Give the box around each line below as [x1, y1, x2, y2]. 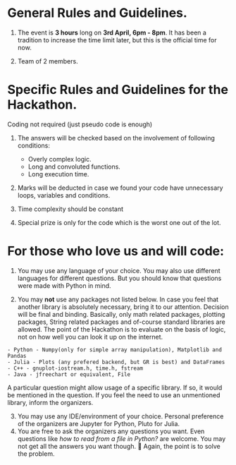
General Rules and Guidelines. [7, 5, 188, 21]
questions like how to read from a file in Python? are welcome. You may [17, 434, 226, 442]
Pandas [7, 352, 27, 359]
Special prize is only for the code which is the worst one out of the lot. [17, 218, 221, 227]
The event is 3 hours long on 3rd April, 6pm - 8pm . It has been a [17, 28, 206, 37]
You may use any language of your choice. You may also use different [17, 266, 221, 274]
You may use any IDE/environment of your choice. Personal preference [17, 411, 224, 421]
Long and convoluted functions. [27, 162, 121, 171]
